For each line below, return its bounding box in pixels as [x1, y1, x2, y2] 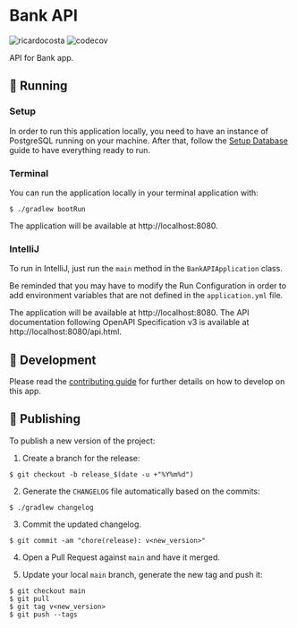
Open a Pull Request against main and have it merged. [21, 552, 221, 563]
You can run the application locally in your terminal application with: [9, 187, 259, 198]
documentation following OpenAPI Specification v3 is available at [9, 317, 250, 328]
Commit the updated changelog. [21, 519, 141, 529]
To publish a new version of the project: [9, 435, 156, 446]
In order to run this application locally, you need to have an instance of [9, 125, 268, 136]
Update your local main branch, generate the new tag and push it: [21, 569, 263, 580]
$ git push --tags [9, 610, 78, 619]
